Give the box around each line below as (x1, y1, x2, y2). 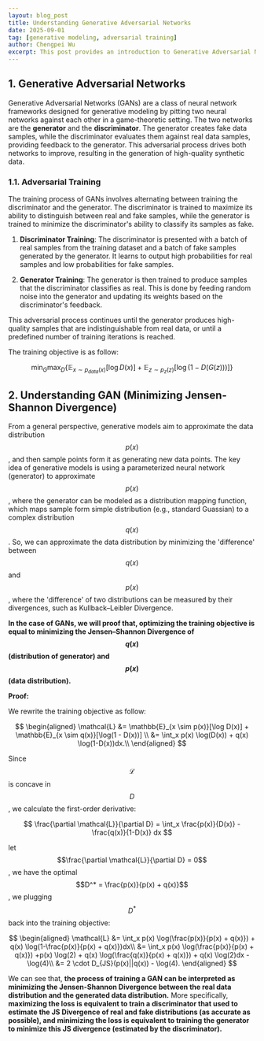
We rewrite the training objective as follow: (8, 706, 147, 717)
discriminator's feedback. (19, 300, 103, 309)
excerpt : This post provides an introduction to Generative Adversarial (8, 48, 251, 56)
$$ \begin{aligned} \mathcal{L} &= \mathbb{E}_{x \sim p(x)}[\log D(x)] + (14, 722, 250, 732)
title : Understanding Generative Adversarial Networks (8, 19, 192, 27)
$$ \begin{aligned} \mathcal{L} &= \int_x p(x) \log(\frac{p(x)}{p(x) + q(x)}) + (9, 933, 255, 943)
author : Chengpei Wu (8, 41, 76, 49)
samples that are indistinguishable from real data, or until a (31, 324, 222, 333)
